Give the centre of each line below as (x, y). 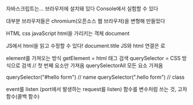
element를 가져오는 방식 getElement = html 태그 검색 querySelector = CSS (94, 58)
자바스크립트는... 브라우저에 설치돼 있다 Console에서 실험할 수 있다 (82, 8)
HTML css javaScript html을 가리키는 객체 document (68, 33)
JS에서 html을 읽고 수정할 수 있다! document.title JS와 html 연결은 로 (86, 46)
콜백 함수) (28, 96)
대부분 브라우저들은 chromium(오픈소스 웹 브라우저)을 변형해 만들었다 (86, 21)
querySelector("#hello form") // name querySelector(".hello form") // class (96, 77)
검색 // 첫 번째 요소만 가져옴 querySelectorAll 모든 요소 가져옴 (92, 65)
